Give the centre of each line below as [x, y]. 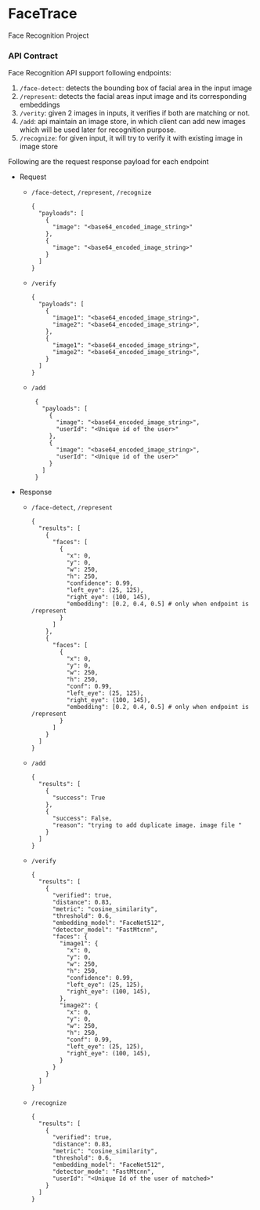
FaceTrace [43, 14]
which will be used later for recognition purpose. [97, 130]
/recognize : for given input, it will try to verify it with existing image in [131, 138]
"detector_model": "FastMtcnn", [105, 930]
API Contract [33, 56]
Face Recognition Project [49, 35]
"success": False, [82, 819]
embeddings [40, 105]
